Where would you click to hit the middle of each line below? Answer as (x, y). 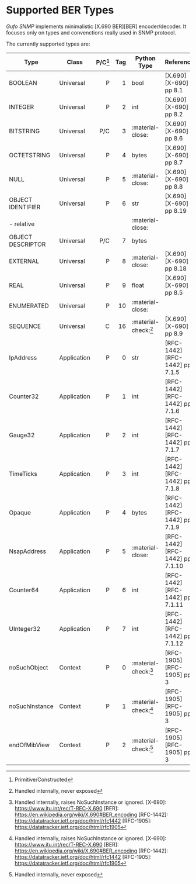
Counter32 (24, 396)
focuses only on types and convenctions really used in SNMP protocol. (91, 32)
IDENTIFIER (25, 207)
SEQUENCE (25, 326)
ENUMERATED (29, 306)
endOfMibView (29, 745)
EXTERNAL (24, 261)
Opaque (20, 512)
